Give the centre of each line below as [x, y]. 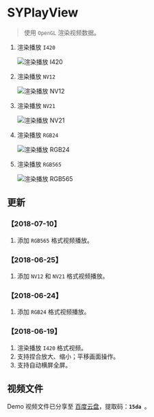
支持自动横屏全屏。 [44, 365]
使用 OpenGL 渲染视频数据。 [62, 32]
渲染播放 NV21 [36, 105]
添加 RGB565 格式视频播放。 [55, 240]
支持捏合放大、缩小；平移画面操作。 [68, 356]
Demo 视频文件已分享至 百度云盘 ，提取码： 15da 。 [79, 407]
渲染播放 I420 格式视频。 [52, 347]
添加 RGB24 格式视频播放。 [53, 312]
